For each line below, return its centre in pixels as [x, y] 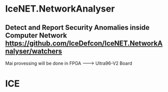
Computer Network [36, 35]
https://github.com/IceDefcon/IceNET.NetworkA [84, 43]
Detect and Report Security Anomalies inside [77, 28]
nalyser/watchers [34, 51]
